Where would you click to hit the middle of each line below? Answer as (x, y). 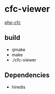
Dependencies (27, 75)
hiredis (18, 87)
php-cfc (13, 22)
